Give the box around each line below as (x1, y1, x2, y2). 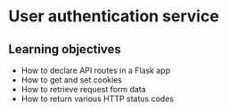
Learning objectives (8, 42, 122, 57)
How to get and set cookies (20, 75, 122, 85)
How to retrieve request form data (20, 84, 146, 94)
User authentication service (8, 6, 220, 27)
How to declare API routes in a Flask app (20, 65, 171, 75)
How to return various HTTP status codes (20, 93, 175, 104)
